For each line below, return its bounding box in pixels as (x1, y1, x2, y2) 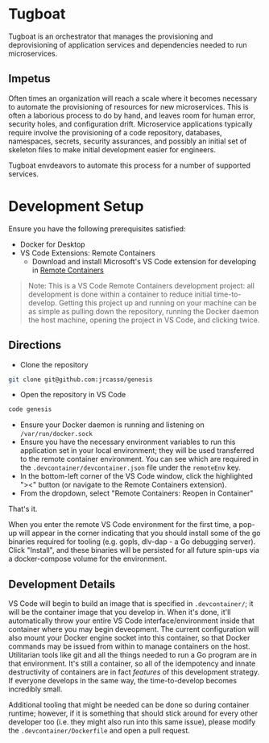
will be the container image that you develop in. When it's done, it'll (8, 608, 231, 617)
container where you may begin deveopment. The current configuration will (8, 625, 259, 634)
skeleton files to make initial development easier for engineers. (8, 144, 216, 154)
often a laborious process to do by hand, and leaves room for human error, (8, 110, 256, 120)
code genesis (8, 405, 52, 413)
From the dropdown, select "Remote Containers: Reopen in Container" (19, 488, 254, 498)
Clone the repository (19, 359, 89, 369)
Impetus (8, 72, 51, 85)
